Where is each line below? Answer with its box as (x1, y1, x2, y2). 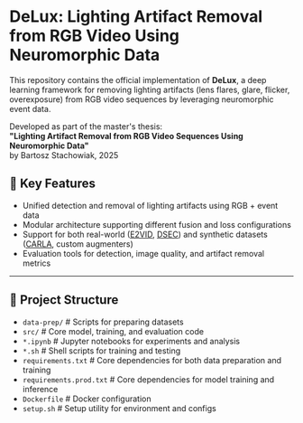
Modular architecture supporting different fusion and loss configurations (22, 219, 291, 230)
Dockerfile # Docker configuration (22, 393, 151, 404)
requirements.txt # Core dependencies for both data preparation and (22, 354, 282, 365)
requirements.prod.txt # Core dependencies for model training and (22, 373, 275, 385)
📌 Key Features (9, 176, 96, 192)
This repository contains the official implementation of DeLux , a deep (9, 74, 267, 85)
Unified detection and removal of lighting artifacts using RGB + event (22, 200, 279, 211)
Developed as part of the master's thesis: (9, 120, 163, 132)
